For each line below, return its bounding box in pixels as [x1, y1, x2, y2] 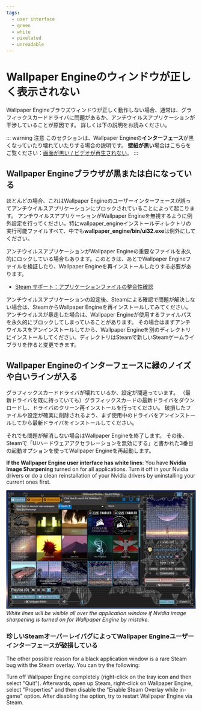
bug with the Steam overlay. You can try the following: [6, 661, 140, 669]
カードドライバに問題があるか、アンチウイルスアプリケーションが [32, 113, 195, 121]
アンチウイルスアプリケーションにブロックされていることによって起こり [11, 204, 190, 212]
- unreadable [11, 42, 44, 48]
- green [11, 22, 31, 28]
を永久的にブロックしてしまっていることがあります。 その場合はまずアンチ [6, 318, 191, 326]
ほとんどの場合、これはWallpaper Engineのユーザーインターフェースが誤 [6, 197, 186, 204]
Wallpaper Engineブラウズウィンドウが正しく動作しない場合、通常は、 [6, 106, 182, 113]
